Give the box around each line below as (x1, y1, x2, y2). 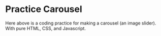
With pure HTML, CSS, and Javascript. (5, 25, 86, 31)
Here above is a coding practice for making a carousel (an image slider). (5, 20, 156, 26)
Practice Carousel (5, 3, 82, 15)
